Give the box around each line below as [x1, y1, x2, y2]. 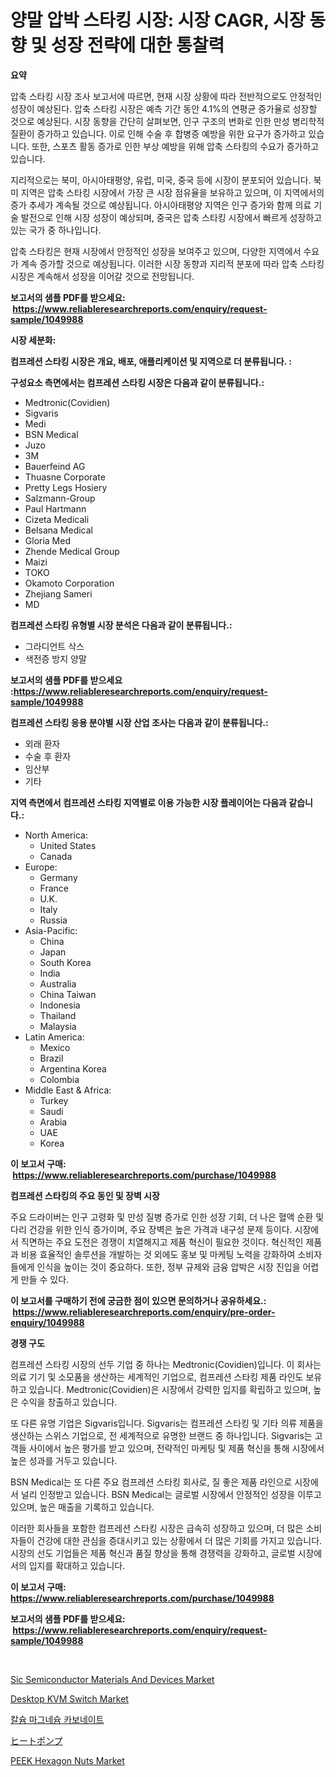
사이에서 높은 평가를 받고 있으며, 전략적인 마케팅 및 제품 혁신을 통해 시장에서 [28, 1442, 325, 1454]
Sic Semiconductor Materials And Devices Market [10, 1673, 215, 1685]
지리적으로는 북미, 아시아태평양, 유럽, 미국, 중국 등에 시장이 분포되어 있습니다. [10, 174, 312, 186]
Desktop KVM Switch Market [10, 1692, 129, 1705]
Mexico [39, 1041, 71, 1053]
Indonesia [39, 999, 81, 1011]
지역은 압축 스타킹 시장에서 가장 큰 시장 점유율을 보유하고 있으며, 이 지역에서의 [20, 186, 325, 198]
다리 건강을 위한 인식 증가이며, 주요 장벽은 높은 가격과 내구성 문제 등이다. [10, 1223, 293, 1235]
